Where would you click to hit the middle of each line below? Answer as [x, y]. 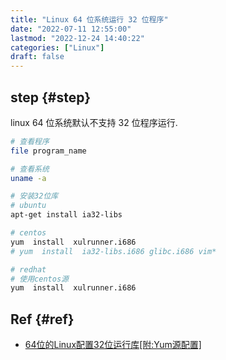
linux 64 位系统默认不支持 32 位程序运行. [94, 122]
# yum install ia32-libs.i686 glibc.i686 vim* [113, 251]
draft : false [37, 57]
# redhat [28, 269]
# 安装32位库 [34, 196]
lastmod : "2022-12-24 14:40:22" [77, 38]
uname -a [28, 178]
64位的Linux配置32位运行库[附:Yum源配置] [113, 345]
